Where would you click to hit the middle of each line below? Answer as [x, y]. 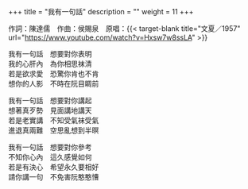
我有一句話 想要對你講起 [50, 100]
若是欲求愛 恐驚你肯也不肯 [54, 73]
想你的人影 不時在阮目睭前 [54, 83]
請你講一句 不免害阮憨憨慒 [54, 177]
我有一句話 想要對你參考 [50, 147]
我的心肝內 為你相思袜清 [50, 64]
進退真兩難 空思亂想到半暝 [54, 130]
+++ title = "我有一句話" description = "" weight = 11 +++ [101, 12]
